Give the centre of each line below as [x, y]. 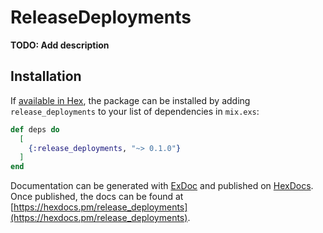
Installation [46, 76]
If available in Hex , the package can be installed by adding [130, 100]
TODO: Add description [60, 45]
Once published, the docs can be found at [97, 197]
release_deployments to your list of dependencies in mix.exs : [135, 111]
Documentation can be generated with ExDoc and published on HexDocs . [162, 186]
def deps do [35, 129]
